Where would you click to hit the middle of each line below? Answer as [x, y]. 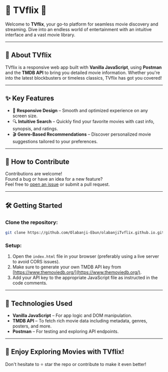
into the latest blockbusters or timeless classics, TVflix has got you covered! [83, 78]
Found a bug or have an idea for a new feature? [54, 179]
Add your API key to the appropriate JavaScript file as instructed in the [85, 278]
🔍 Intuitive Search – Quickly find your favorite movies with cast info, [83, 121]
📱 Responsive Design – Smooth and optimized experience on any [80, 110]
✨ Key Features [29, 98]
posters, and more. [32, 326]
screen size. [25, 116]
